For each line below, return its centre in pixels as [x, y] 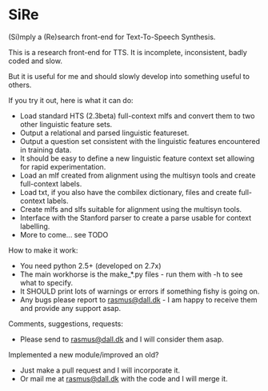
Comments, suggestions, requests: [66, 323]
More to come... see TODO [64, 234]
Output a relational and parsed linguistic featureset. [104, 133]
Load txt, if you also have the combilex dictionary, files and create [128, 192]
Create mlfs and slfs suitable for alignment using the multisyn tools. [131, 209]
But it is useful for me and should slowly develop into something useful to [129, 76]
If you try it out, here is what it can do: [71, 100]
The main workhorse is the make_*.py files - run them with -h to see [131, 274]
